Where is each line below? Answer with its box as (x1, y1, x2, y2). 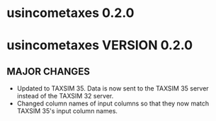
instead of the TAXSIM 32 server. (16, 92, 114, 100)
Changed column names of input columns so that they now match (16, 99, 210, 108)
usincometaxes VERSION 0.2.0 (6, 38, 193, 54)
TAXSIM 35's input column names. (16, 107, 118, 115)
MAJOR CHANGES (6, 65, 90, 77)
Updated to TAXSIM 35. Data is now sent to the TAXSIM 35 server (16, 84, 210, 93)
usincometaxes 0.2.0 (6, 5, 135, 21)
